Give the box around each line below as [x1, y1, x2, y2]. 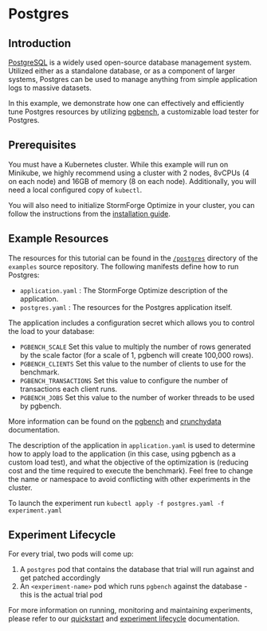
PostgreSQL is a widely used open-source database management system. [8, 57, 252, 67]
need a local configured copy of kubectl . [8, 185, 143, 194]
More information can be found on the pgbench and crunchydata [8, 416, 222, 426]
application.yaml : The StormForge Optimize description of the [19, 285, 229, 295]
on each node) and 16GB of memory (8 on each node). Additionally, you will [8, 176, 257, 186]
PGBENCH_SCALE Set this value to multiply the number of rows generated [19, 342, 251, 351]
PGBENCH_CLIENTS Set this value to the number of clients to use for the [19, 359, 246, 368]
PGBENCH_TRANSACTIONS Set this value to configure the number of [19, 375, 229, 385]
